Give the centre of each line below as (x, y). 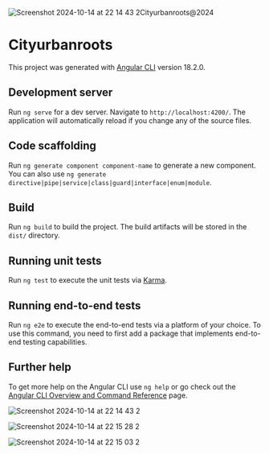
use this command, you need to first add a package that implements (121, 333)
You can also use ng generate (57, 174)
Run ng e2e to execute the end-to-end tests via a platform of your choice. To (135, 325)
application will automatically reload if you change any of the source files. (130, 120)
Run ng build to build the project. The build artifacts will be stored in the (128, 227)
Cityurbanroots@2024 (177, 12)
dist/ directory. (34, 235)
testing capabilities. (55, 342)
